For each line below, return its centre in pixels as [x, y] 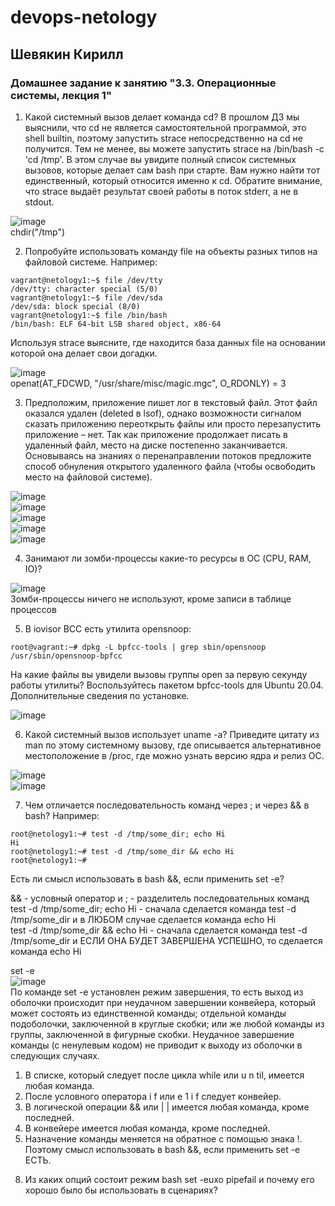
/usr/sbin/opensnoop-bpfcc [66, 656]
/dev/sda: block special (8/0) [75, 306]
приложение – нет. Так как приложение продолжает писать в [156, 434]
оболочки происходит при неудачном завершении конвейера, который [163, 1002]
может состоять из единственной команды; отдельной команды [148, 1013]
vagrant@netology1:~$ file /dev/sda [86, 297]
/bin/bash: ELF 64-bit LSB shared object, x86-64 [116, 324]
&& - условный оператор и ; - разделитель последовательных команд [160, 898]
